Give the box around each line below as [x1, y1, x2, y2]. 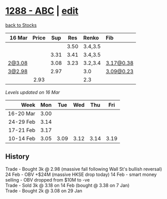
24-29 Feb [8, 118, 36, 125]
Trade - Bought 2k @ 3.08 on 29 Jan [5, 187, 83, 194]
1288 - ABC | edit [5, 5, 79, 17]
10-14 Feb [8, 135, 36, 142]
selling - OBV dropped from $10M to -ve [5, 176, 90, 183]
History [5, 152, 30, 161]
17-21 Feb [8, 126, 36, 134]
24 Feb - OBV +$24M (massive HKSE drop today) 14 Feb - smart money [5, 171, 157, 178]
